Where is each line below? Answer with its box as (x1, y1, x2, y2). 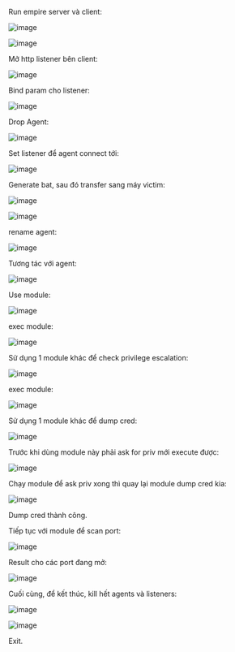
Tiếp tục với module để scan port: (8, 526, 122, 535)
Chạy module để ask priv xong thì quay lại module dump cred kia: (8, 479, 227, 488)
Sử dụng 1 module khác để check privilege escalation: (8, 353, 189, 362)
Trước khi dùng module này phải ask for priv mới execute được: (8, 447, 220, 457)
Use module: (8, 290, 51, 300)
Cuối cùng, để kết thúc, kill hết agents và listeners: (8, 589, 177, 598)
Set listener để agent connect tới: (8, 149, 119, 158)
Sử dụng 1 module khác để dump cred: (8, 416, 138, 425)
